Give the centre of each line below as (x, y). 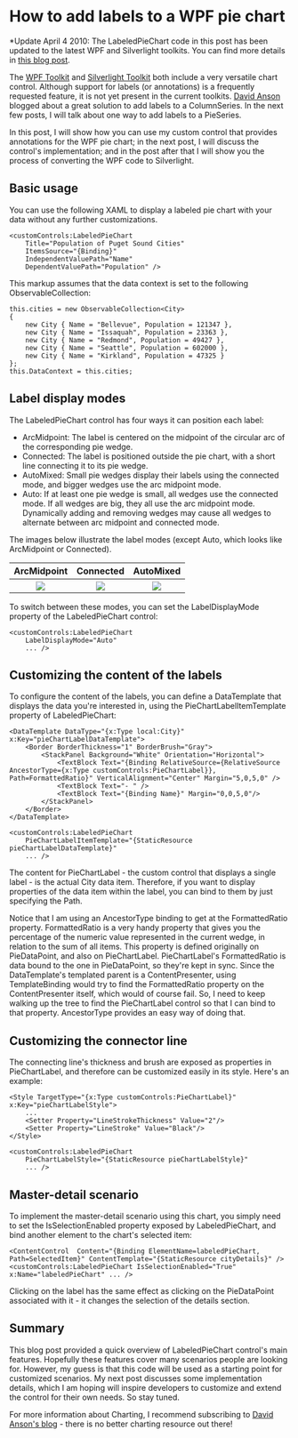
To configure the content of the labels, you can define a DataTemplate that (145, 696)
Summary (37, 1328)
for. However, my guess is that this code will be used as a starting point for (146, 1369)
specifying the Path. (46, 901)
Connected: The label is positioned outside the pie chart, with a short (149, 456)
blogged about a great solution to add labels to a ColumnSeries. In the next (146, 105)
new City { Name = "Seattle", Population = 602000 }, (127, 348)
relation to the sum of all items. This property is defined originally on (134, 947)
